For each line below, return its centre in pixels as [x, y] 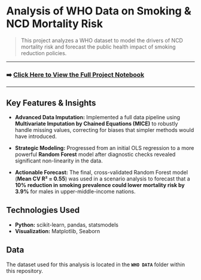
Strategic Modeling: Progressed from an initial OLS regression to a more [104, 148]
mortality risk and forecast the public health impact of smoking [98, 47]
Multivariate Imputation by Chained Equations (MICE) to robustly [96, 124]
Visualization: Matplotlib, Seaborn [57, 231]
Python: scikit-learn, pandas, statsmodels [66, 225]
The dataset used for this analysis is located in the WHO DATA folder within [96, 264]
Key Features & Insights [51, 103]
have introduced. [36, 137]
